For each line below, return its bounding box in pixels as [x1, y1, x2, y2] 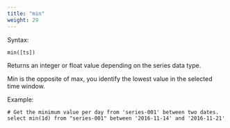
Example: [7, 95, 34, 104]
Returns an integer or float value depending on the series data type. [7, 61, 202, 69]
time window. [7, 82, 45, 90]
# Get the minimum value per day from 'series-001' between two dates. [7, 109, 219, 116]
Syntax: [7, 35, 29, 44]
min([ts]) [7, 49, 36, 56]
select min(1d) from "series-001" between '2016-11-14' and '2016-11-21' [7, 115, 226, 122]
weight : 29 [7, 17, 39, 24]
